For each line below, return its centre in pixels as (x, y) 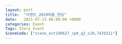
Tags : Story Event (25, 29)
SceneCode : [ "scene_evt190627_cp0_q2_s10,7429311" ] (61, 33)
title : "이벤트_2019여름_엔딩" (36, 15)
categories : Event (25, 24)
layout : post (19, 10)
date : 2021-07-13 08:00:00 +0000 (43, 19)
